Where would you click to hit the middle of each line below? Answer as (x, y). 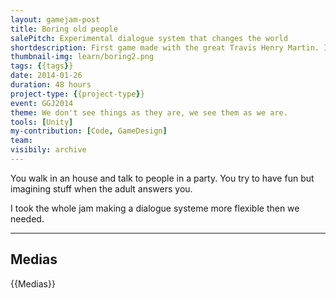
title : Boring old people (64, 29)
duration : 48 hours (51, 85)
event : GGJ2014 (42, 103)
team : (21, 141)
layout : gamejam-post (55, 19)
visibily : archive (48, 150)
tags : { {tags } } (42, 66)
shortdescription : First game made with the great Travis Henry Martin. (165, 47)
